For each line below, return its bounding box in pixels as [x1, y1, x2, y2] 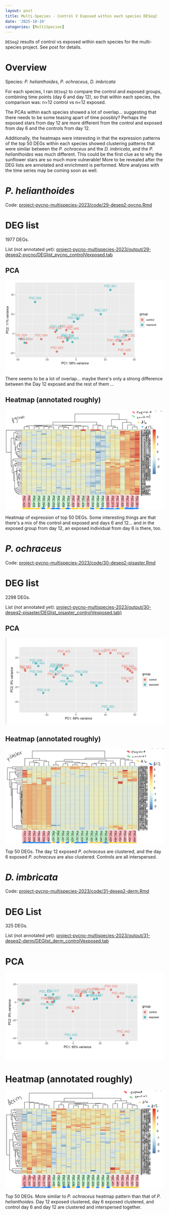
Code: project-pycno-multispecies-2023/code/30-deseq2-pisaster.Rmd [5, 560, 156, 566]
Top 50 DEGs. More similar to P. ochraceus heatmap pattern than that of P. [5, 1193, 161, 1199]
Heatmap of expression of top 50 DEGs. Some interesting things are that [5, 515, 156, 521]
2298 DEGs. [5, 594, 30, 600]
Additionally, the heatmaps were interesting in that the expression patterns [5, 135, 160, 141]
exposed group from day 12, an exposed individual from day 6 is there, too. [5, 525, 162, 531]
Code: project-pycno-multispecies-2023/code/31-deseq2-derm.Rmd [5, 888, 149, 895]
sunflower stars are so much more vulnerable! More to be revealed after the [5, 157, 163, 163]
